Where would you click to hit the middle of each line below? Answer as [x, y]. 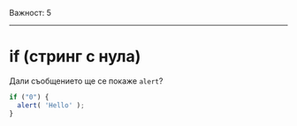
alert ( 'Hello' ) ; [51, 105]
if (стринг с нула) [75, 57]
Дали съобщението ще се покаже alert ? [86, 81]
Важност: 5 [30, 13]
